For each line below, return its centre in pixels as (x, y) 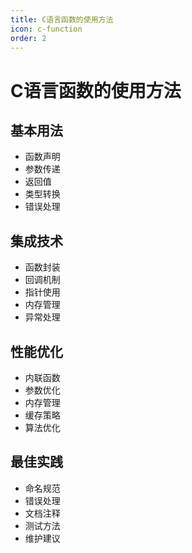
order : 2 (28, 38)
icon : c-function (46, 29)
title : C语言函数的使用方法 (62, 19)
